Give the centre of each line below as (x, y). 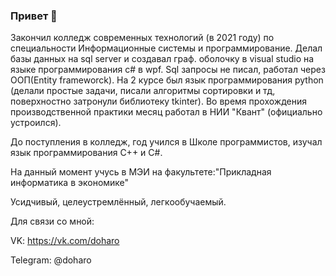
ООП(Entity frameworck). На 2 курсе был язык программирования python (167, 80)
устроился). (36, 123)
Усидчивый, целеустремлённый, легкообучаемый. (118, 202)
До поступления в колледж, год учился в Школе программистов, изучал (166, 142)
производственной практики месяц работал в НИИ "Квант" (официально (166, 112)
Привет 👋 (34, 16)
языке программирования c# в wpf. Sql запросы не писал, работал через (168, 70)
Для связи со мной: (52, 221)
